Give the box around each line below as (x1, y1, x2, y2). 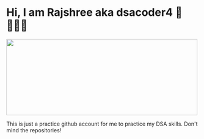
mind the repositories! (6, 126, 62, 134)
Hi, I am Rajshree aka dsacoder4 (6, 5, 173, 20)
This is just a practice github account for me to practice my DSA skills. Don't (6, 120, 198, 127)
